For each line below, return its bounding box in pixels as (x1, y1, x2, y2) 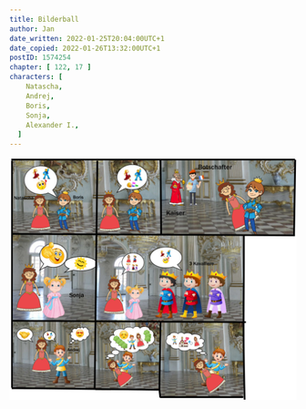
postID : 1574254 (9, 53, 71, 63)
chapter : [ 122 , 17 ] (9, 63, 92, 72)
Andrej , (25, 91, 55, 100)
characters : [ (9, 73, 64, 82)
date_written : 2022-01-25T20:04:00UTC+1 (9, 34, 166, 43)
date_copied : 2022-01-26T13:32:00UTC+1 (9, 44, 161, 53)
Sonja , (25, 110, 51, 120)
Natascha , (25, 82, 64, 91)
